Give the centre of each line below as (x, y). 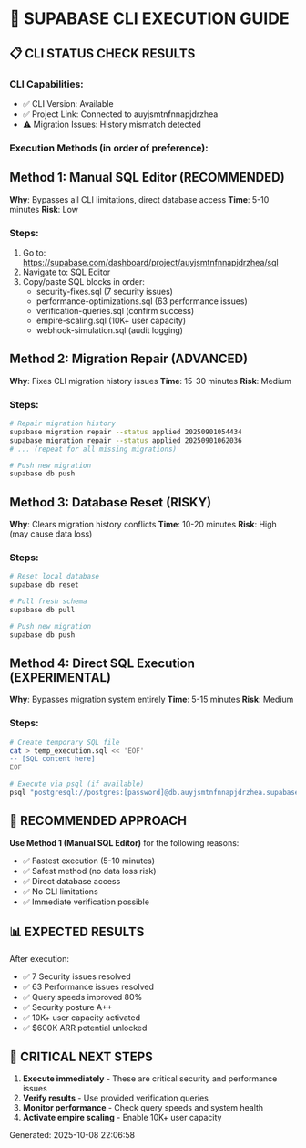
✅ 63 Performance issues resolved (88, 986)
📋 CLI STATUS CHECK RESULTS (102, 53)
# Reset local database (55, 577)
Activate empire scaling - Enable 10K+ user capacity (122, 1118)
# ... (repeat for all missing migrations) (93, 449)
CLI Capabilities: (46, 84)
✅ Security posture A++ (67, 1007)
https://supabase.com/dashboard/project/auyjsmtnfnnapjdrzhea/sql (151, 262)
